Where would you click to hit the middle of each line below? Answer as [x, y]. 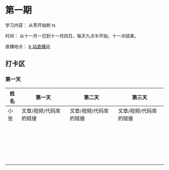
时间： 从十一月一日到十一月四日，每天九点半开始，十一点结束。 [72, 36]
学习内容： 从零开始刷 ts [30, 25]
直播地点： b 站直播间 [28, 46]
